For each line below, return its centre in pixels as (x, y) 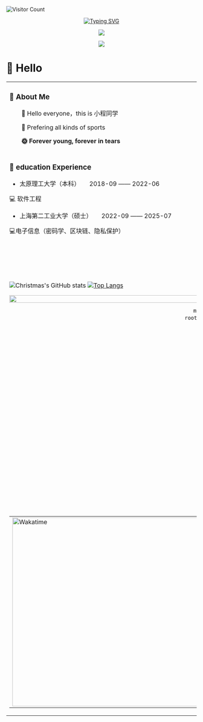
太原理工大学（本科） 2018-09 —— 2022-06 (90, 183)
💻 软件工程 (25, 198)
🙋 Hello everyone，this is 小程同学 (70, 113)
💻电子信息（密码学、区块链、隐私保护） (67, 231)
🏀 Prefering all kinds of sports (63, 127)
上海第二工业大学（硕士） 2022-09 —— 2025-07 (96, 216)
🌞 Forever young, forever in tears (71, 141)
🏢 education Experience (50, 167)
